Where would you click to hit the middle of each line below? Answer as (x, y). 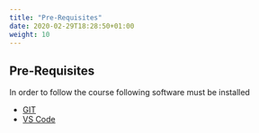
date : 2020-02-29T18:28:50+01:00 (72, 26)
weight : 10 (30, 34)
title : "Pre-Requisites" (56, 18)
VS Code (39, 120)
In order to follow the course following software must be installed (129, 93)
